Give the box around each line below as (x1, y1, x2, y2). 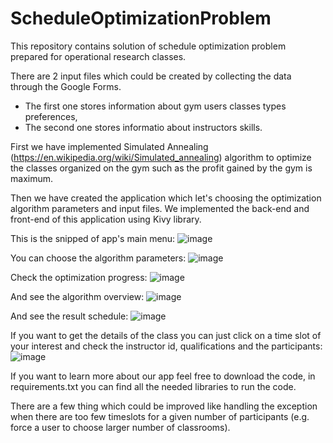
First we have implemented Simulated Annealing (10, 140, 209, 152)
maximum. (10, 172, 53, 184)
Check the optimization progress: (10, 271, 148, 283)
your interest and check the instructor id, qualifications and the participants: (10, 340, 323, 352)
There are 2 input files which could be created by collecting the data (10, 70, 292, 82)
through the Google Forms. (10, 80, 122, 92)
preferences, (24, 110, 78, 122)
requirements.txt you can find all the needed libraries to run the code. (10, 380, 297, 392)
